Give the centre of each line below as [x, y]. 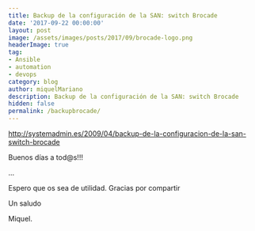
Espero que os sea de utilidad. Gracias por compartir [94, 188]
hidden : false [32, 104]
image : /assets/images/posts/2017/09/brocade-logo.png [101, 38]
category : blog [33, 81]
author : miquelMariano [46, 89]
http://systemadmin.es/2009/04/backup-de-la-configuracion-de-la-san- [127, 134]
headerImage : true [38, 45]
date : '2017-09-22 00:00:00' [56, 23]
